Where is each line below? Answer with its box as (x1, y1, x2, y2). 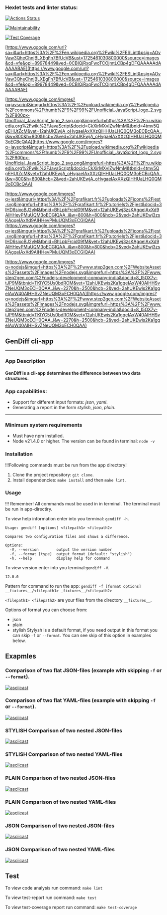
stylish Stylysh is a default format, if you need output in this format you (12, 627, 158, 633)
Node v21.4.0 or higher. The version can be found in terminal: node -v (12, 438, 155, 444)
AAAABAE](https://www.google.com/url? (5, 65, 89, 71)
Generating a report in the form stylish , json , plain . (12, 404, 116, 410)
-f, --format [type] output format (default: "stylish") (9, 551, 133, 556)
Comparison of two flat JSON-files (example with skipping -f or (5, 667, 162, 674)
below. (12, 638, 26, 644)
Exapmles (5, 652, 36, 661)
